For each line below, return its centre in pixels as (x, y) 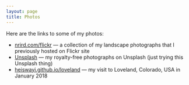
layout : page (22, 11)
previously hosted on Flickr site (52, 51)
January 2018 (31, 76)
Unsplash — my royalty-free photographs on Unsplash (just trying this (99, 57)
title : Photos (23, 17)
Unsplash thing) (34, 63)
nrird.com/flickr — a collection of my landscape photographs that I (94, 45)
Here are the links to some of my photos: (55, 33)
